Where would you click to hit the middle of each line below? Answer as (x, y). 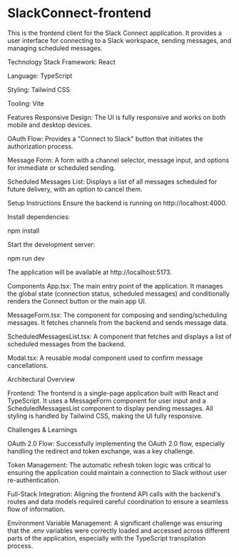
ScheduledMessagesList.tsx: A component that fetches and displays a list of (119, 336)
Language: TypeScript (40, 76)
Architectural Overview (41, 379)
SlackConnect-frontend (79, 13)
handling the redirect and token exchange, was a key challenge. (101, 451)
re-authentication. (34, 480)
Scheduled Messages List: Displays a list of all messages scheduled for (112, 181)
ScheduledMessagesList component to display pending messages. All (110, 408)
